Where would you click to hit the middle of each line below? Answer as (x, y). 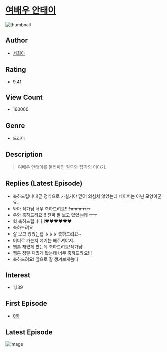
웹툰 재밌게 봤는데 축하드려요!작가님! (48, 246)
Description (24, 154)
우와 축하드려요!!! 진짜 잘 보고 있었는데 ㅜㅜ (55, 215)
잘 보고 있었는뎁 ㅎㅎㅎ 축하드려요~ (47, 234)
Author (16, 41)
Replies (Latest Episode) (44, 183)
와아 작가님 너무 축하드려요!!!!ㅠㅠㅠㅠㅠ (51, 209)
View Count (24, 97)
